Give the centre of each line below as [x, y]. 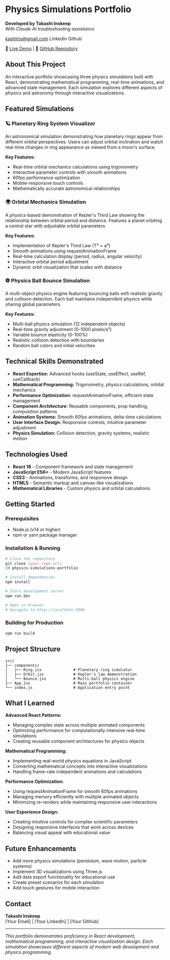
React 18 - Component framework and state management [73, 467]
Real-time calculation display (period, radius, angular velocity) [77, 256]
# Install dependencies [30, 577]
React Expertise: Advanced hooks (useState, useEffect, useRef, [79, 374]
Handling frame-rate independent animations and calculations [77, 772]
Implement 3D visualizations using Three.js [57, 872]
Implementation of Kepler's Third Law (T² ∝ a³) [61, 245]
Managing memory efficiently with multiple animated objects [76, 797]
